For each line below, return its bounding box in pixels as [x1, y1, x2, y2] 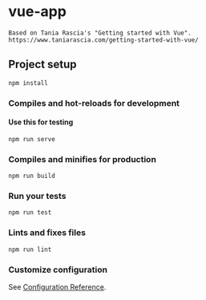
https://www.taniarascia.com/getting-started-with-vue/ [8, 35, 199, 44]
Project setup [8, 58, 78, 71]
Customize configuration [8, 264, 108, 275]
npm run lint [8, 245, 52, 253]
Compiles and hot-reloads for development [8, 97, 180, 108]
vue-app [8, 2, 67, 21]
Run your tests [8, 191, 67, 202]
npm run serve [8, 135, 56, 143]
